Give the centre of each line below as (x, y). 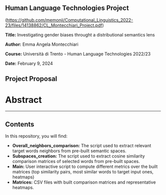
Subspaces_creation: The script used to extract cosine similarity (79, 156)
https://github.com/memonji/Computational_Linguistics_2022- (70, 20)
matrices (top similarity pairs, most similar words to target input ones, (83, 171)
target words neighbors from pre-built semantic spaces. (69, 151)
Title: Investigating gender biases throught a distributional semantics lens (80, 34)
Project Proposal (31, 79)
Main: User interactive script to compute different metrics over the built (85, 166)
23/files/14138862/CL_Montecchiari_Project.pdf (54, 25)
